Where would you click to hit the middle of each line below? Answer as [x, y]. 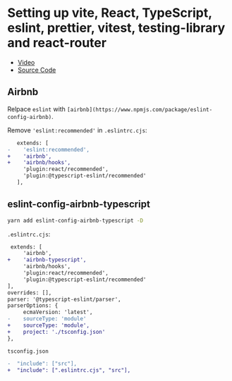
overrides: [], [30, 293]
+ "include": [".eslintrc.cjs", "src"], [69, 370]
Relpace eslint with [36, 109]
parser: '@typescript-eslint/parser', [64, 299]
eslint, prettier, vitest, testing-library [116, 28]
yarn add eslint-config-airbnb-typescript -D [75, 220]
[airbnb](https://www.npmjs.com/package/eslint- [140, 110]
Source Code [37, 70]
